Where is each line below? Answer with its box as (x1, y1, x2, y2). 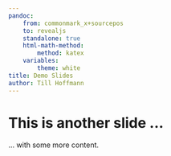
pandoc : (8, 11, 35, 20)
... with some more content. (8, 140, 99, 150)
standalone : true (22, 34, 81, 43)
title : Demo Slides (8, 72, 74, 80)
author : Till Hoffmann (8, 79, 84, 87)
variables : (22, 57, 59, 65)
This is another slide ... (8, 113, 165, 132)
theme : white (37, 64, 81, 72)
